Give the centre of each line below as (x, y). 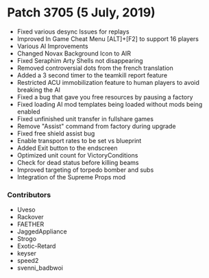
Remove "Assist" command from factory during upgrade (96, 126)
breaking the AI (38, 90)
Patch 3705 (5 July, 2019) (81, 13)
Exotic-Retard (36, 246)
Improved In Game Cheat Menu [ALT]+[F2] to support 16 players (108, 38)
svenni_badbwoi (40, 268)
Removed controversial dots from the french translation (95, 68)
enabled (28, 112)
